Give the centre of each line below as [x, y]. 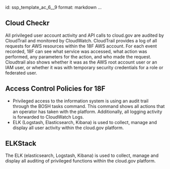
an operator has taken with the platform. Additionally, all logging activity [87, 111]
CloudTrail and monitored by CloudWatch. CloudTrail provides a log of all [81, 40]
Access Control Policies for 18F [55, 89]
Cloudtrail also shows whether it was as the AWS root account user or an [81, 62]
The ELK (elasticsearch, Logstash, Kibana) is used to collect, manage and [82, 155]
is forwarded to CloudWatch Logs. [48, 117]
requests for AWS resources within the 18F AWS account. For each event [81, 46]
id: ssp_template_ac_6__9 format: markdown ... [54, 7]
